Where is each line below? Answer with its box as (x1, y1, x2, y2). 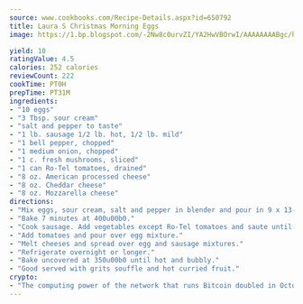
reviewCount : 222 (9, 71, 75, 81)
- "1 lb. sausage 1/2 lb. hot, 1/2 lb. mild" (9, 130, 183, 140)
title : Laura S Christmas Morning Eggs (9, 22, 160, 31)
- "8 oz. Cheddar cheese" (9, 180, 106, 189)
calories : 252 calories (9, 63, 99, 72)
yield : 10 (9, 46, 47, 55)
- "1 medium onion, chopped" (9, 147, 119, 156)
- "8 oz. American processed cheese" (9, 172, 151, 181)
